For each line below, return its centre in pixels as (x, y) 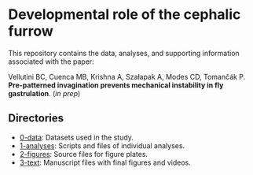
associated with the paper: (51, 61)
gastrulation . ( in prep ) (44, 93)
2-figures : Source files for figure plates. (83, 154)
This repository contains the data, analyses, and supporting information (124, 53)
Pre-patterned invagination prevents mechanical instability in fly (116, 85)
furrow (31, 31)
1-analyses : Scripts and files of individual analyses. (102, 145)
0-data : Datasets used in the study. (76, 137)
